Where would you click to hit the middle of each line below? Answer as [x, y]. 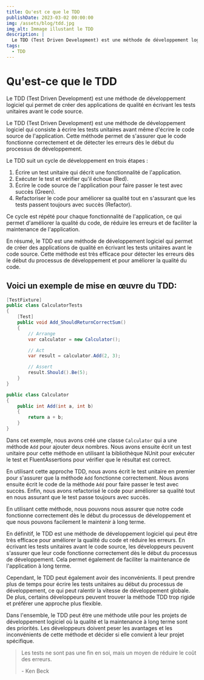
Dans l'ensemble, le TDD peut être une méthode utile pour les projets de [97, 615]
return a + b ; [46, 417]
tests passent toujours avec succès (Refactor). [73, 205]
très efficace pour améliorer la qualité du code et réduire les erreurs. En [96, 540]
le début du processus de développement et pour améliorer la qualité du [97, 260]
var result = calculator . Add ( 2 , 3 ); [74, 356]
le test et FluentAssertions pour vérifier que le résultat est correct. [89, 460]
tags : [13, 46]
